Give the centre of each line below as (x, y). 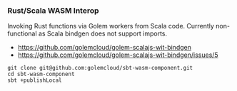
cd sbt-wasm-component (41, 74)
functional (22, 33)
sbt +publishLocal (35, 80)
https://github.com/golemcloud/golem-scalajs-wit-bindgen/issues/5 (118, 55)
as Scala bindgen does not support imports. (103, 33)
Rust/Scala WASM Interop (53, 11)
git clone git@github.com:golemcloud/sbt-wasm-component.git (100, 68)
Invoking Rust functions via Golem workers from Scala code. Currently (111, 26)
